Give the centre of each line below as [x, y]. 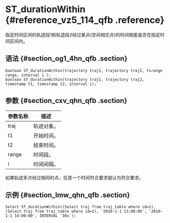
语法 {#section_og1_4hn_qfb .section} [66, 59]
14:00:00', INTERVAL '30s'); [45, 216]
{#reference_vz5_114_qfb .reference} [85, 20]
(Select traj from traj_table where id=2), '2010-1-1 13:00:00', [76, 211]
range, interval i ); [28, 75]
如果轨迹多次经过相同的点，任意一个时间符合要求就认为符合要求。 [74, 177]
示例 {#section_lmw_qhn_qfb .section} [68, 195]
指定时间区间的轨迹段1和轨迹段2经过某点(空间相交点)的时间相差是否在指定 [83, 34]
